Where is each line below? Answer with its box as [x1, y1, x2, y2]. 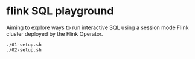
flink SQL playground [6, 4, 114, 18]
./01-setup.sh [6, 42, 42, 48]
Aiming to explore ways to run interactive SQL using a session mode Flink [6, 24, 189, 31]
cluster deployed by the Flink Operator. [6, 30, 103, 37]
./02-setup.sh [6, 46, 42, 53]
